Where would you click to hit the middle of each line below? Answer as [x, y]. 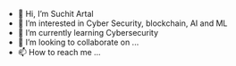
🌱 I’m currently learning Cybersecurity [88, 33]
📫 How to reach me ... [59, 52]
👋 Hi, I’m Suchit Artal [55, 14]
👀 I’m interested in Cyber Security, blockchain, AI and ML [122, 23]
